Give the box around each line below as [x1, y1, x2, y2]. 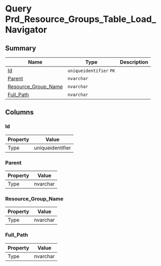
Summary [5, 44, 36, 52]
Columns [5, 108, 34, 117]
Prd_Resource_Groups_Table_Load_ [5, 13, 156, 25]
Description [120, 59, 149, 65]
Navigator [5, 24, 47, 35]
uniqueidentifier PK [67, 68, 116, 74]
